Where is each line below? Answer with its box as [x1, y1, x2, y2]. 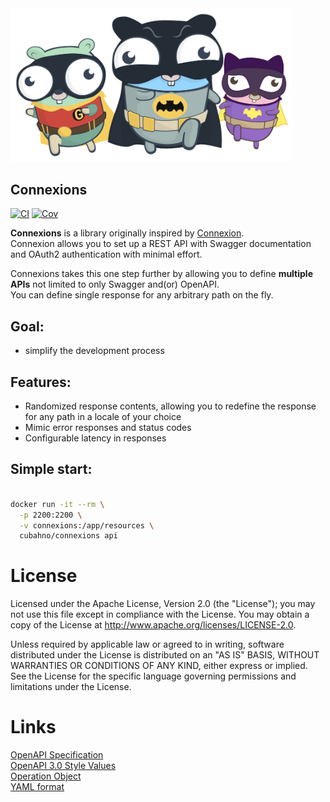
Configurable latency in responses [24, 432, 167, 444]
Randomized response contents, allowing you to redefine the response [24, 400, 317, 412]
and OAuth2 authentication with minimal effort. [10, 248, 203, 261]
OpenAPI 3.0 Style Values [10, 760, 117, 772]
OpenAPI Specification [10, 749, 104, 761]
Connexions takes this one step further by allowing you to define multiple [10, 268, 313, 280]
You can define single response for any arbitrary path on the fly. [10, 289, 274, 301]
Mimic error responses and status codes [24, 422, 192, 434]
